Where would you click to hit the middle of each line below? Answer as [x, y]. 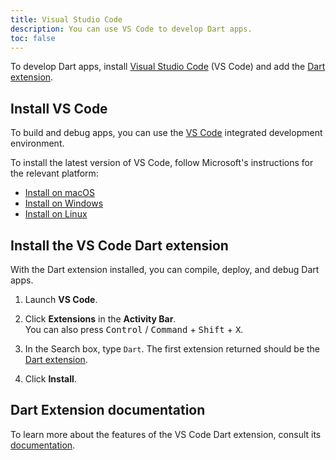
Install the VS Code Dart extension [119, 245]
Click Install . [50, 379]
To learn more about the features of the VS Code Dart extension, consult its [166, 434]
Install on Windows [64, 203]
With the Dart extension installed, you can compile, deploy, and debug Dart [165, 269]
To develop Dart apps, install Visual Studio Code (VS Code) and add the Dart [168, 67]
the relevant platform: [54, 173]
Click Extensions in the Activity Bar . [100, 319]
